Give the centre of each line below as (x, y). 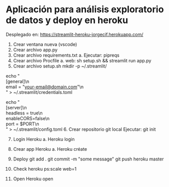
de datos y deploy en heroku (67, 20)
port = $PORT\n (23, 124)
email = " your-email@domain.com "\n (45, 87)
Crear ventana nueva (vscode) (45, 44)
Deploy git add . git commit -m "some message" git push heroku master (89, 159)
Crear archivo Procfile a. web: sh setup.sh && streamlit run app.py (82, 60)
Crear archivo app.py (35, 50)
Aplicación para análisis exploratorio (85, 9)
